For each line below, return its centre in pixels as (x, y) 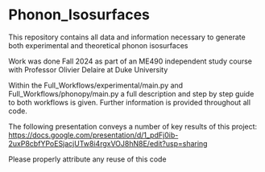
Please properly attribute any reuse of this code (87, 159)
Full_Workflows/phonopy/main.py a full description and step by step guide (131, 93)
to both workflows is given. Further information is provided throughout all (130, 102)
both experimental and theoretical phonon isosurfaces (98, 45)
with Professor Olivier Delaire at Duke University (88, 69)
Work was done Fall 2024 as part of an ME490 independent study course (130, 61)
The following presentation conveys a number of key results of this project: (133, 126)
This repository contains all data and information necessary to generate (127, 37)
